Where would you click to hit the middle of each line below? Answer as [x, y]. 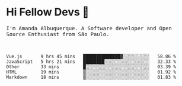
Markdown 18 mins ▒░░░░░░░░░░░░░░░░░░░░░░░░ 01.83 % [91, 77]
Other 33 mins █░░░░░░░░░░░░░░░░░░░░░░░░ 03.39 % [91, 67]
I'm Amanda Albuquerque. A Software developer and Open [89, 28]
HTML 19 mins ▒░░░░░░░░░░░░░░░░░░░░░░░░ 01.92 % [91, 72]
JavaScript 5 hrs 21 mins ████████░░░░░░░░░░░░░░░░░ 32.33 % [91, 62]
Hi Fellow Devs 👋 [48, 12]
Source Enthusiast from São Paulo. [58, 34]
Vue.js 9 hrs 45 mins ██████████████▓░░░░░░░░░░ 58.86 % [91, 56]
